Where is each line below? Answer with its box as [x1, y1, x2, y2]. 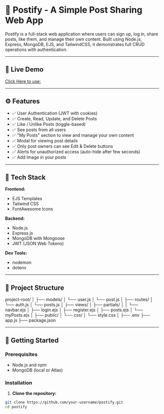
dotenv [12, 265, 27, 271]
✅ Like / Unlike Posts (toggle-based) [12, 121, 86, 127]
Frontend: [5, 186, 26, 192]
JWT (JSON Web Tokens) [12, 241, 64, 247]
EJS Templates [12, 196, 42, 202]
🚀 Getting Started [5, 336, 59, 345]
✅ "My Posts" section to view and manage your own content [12, 132, 134, 138]
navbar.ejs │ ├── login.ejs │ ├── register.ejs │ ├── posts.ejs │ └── [5, 307, 143, 313]
